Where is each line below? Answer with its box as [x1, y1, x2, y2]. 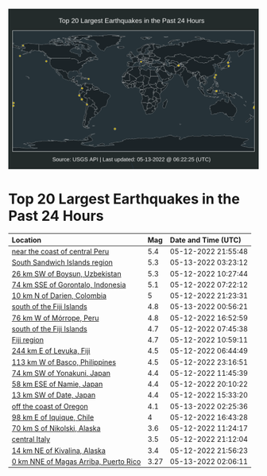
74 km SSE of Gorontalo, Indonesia [11, 280, 126, 289]
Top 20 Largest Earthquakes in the [8, 190, 240, 207]
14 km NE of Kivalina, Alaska [11, 446, 106, 455]
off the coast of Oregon [11, 401, 89, 411]
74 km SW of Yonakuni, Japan [11, 368, 111, 377]
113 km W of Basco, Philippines [11, 357, 117, 366]
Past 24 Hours [8, 207, 104, 225]
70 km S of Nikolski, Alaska [11, 424, 101, 433]
